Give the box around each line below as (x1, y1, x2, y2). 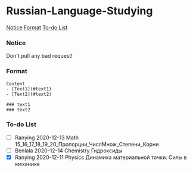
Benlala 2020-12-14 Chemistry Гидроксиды (14, 147, 123, 154)
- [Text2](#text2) (6, 91, 52, 97)
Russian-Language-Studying (6, 4, 153, 18)
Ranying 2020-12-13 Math (14, 134, 79, 141)
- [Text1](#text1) (6, 86, 52, 92)
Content (6, 80, 26, 87)
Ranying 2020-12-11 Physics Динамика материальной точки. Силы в (14, 154, 187, 161)
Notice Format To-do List (6, 24, 68, 31)
